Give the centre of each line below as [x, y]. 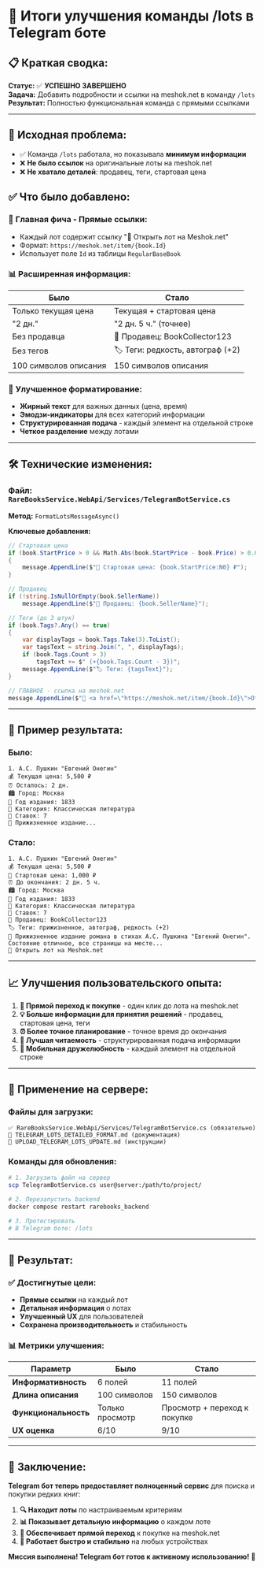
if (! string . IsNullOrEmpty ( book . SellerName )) [84, 597]
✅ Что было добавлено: [69, 197]
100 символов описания [59, 365]
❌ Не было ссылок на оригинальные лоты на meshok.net [115, 163]
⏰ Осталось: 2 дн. [38, 786]
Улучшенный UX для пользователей [81, 1317]
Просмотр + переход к [205, 1408]
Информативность [49, 1382]
